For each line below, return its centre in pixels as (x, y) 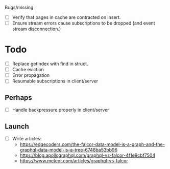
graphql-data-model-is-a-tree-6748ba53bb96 (69, 150)
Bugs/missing (19, 7)
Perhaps (19, 98)
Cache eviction (28, 70)
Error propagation (31, 75)
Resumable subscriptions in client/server (55, 81)
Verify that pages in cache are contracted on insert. (66, 17)
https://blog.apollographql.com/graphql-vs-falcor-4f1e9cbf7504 (88, 155)
